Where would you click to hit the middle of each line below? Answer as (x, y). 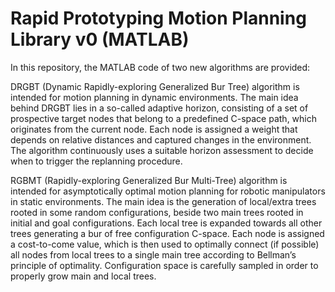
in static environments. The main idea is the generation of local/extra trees (163, 201)
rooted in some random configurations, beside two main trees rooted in (157, 212)
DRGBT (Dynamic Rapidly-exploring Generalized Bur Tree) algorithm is (155, 86)
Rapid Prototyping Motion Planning (158, 18)
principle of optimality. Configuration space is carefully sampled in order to (164, 265)
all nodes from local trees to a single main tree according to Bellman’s (153, 254)
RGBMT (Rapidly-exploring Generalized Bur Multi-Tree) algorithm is (149, 180)
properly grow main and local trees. (83, 276)
